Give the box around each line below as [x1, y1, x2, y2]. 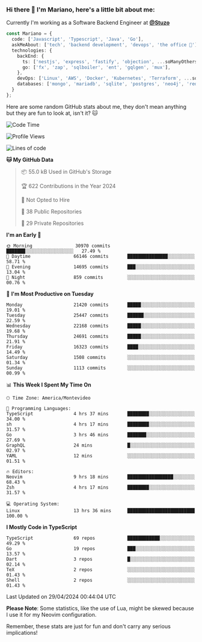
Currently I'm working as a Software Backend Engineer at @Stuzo [6, 19, 170, 26]
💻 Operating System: [6, 501, 60, 507]
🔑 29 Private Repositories [20, 219, 84, 227]
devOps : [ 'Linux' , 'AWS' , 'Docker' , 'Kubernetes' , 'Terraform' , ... [17, 75, 192, 82]
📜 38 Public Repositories [20, 207, 82, 215]
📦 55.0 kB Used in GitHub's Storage [20, 168, 112, 175]
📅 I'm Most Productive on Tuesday [6, 290, 94, 297]
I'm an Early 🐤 [6, 231, 41, 238]
